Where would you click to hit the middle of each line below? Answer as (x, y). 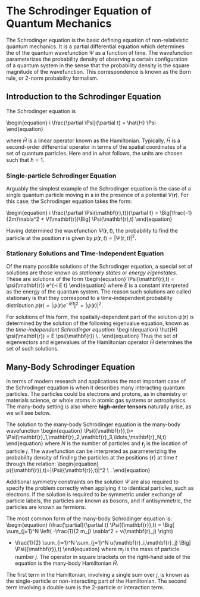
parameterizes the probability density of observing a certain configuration (97, 59)
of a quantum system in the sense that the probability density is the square (98, 65)
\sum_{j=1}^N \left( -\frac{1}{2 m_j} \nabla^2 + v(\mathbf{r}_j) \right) (90, 532)
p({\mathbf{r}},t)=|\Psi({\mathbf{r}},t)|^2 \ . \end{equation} (78, 470)
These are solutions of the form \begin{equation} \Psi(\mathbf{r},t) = (90, 279)
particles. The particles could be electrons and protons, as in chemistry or (97, 394)
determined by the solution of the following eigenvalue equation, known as (98, 323)
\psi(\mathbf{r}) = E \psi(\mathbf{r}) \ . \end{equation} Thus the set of (92, 336)
